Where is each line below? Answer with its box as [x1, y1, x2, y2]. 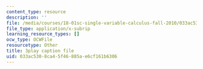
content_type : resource [6, 8, 66, 15]
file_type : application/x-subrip [6, 25, 91, 32]
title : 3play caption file [6, 48, 74, 54]
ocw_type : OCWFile [6, 37, 53, 43]
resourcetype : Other [6, 43, 59, 49]
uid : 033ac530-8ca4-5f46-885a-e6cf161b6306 [6, 53, 118, 59]
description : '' [6, 14, 47, 20]
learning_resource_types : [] [6, 31, 80, 37]
